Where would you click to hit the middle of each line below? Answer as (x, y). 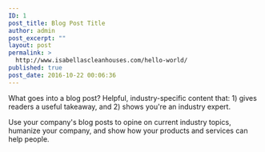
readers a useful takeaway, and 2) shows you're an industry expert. (119, 106)
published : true (35, 68)
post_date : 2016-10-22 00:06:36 (62, 75)
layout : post (30, 46)
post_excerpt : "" (37, 38)
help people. (29, 139)
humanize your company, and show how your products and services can (128, 130)
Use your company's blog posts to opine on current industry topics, (120, 122)
